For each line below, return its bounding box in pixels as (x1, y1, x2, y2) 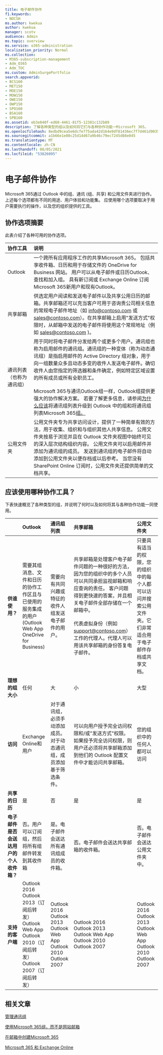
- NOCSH (5, 16, 21, 21)
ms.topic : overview (5, 39, 45, 44)
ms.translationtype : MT (5, 138, 53, 143)
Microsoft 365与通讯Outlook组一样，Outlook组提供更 (33, 388, 155, 395)
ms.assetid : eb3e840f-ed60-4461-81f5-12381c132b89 (5, 120, 110, 125)
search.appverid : (5, 75, 40, 80)
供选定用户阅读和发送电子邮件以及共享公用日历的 (33, 293, 146, 299)
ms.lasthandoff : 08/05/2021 (5, 147, 62, 152)
